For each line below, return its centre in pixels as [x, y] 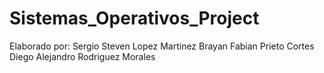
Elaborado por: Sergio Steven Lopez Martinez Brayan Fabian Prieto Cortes [162, 46]
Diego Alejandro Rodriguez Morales [82, 56]
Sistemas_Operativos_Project [134, 18]
